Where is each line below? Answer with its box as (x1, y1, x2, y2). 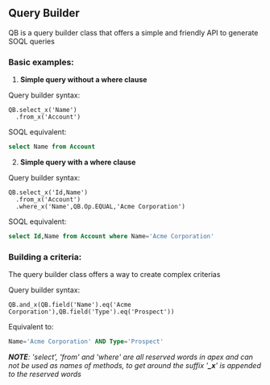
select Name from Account (8, 143, 95, 151)
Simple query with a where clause (19, 157, 136, 167)
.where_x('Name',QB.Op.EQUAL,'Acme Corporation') (15, 202, 185, 210)
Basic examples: (8, 56, 74, 68)
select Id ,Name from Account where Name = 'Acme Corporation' (8, 232, 215, 240)
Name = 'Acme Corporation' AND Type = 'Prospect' (8, 337, 164, 346)
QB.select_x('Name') (8, 106, 78, 114)
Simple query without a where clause (19, 75, 147, 85)
